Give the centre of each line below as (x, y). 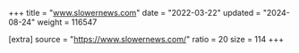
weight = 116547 (67, 22)
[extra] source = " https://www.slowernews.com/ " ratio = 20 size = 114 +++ (146, 39)
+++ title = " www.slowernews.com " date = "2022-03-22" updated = (135, 13)
